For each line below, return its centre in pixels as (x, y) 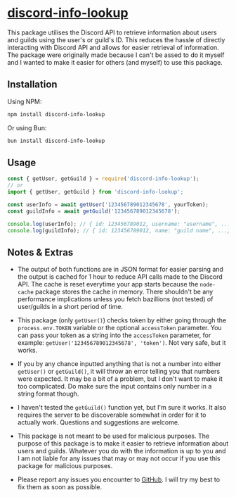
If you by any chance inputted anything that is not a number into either (119, 364)
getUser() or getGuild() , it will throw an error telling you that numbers (118, 372)
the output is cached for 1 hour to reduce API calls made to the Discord (120, 277)
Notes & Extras (40, 252)
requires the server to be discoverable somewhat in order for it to (112, 415)
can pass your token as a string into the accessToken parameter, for (114, 335)
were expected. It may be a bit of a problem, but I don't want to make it (120, 379)
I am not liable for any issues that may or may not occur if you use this (119, 458)
